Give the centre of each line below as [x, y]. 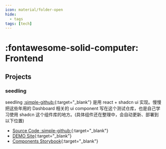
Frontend [24, 59]
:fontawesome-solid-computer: [72, 48]
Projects [18, 76]
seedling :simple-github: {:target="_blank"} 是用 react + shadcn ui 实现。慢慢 [83, 102]
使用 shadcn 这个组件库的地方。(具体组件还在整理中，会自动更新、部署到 [84, 115]
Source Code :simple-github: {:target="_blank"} [60, 131]
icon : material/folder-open [34, 10]
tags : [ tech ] [19, 24]
